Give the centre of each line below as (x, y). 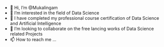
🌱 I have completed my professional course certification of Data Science (84, 18)
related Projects (26, 34)
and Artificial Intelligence (35, 23)
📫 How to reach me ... (33, 39)
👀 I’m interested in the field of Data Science (54, 13)
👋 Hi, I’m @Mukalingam (34, 8)
